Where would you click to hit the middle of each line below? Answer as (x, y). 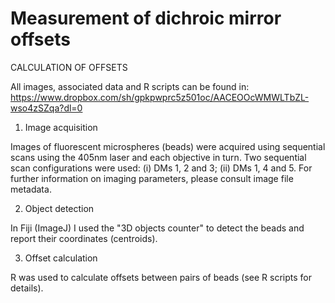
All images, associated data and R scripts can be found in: (130, 86)
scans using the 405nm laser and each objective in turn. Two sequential (158, 157)
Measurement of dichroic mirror (146, 18)
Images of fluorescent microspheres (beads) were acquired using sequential (168, 146)
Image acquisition (61, 127)
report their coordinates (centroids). (84, 238)
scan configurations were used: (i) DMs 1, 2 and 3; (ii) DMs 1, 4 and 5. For (161, 168)
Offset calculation (61, 258)
